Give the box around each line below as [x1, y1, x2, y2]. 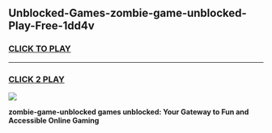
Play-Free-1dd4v [8, 19, 95, 33]
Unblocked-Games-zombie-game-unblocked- [8, 6, 247, 20]
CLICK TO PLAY [8, 44, 71, 55]
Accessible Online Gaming [8, 115, 100, 125]
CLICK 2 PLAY [8, 73, 65, 85]
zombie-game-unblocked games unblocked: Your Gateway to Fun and [8, 106, 249, 116]
